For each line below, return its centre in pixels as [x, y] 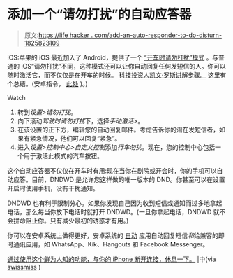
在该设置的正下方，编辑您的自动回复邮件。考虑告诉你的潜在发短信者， [118, 130]
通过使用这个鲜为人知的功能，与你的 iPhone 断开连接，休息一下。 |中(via [112, 259]
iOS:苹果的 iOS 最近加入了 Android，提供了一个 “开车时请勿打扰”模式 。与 [113, 57]
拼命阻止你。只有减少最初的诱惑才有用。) [71, 221]
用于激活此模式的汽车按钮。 [63, 155]
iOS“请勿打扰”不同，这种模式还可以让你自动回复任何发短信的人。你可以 [123, 66]
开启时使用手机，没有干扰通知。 [53, 188]
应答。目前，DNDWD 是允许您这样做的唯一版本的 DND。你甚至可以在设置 [119, 179]
